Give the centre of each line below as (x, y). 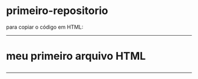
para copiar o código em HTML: (45, 27)
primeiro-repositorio (57, 11)
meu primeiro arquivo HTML (76, 56)
